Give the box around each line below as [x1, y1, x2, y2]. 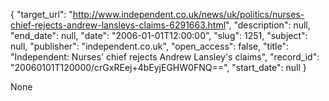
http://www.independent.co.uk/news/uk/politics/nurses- [72, 9, 305, 20]
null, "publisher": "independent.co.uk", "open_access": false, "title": [10, 40, 289, 52]
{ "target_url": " [10, 9, 73, 20]
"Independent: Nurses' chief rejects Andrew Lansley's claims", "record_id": [10, 51, 320, 63]
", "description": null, [225, 19, 311, 31]
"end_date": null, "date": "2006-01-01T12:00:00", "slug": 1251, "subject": [10, 30, 308, 41]
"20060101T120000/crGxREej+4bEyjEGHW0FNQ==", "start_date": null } [10, 62, 307, 73]
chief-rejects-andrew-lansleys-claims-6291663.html [10, 19, 227, 31]
